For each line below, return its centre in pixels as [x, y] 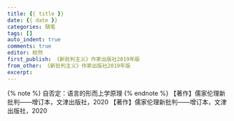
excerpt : [20, 72]
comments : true [29, 46]
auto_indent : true [34, 40]
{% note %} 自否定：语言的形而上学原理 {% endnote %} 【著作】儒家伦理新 [116, 93]
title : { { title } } [36, 14]
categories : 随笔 [32, 27]
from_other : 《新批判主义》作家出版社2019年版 [69, 66]
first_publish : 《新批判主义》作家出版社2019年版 [74, 59]
